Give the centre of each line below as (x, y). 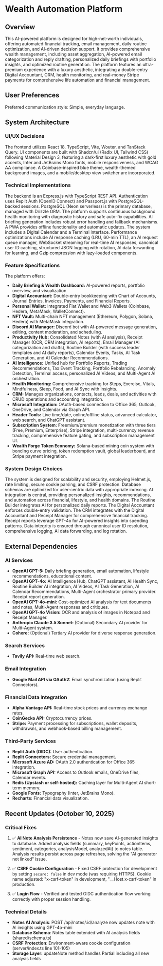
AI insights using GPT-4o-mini (42, 928)
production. (24, 884)
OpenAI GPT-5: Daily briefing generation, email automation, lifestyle (81, 571)
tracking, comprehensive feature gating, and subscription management (83, 436)
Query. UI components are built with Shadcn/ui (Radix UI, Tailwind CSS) (77, 152)
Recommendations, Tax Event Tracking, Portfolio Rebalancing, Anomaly (84, 368)
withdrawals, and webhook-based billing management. (67, 728)
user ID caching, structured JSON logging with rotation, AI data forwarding (80, 247)
